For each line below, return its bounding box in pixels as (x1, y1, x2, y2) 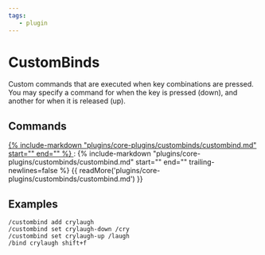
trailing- (189, 157, 215, 167)
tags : (8, 11, 26, 20)
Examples (8, 197, 58, 211)
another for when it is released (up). (8, 96, 126, 106)
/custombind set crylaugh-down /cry (8, 226, 130, 234)
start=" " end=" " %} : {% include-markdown (8, 149, 151, 159)
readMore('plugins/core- (79, 166, 161, 176)
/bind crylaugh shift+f (8, 239, 88, 247)
